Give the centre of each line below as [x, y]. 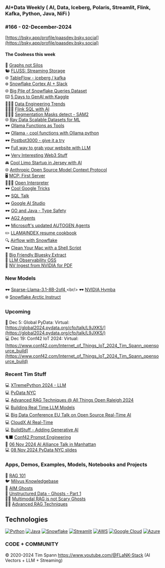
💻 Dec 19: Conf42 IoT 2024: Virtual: [42, 339]
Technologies [27, 519]
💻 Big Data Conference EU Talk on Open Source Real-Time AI [68, 415]
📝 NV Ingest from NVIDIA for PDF [39, 265]
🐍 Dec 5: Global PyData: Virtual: [37, 322]
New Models [21, 278]
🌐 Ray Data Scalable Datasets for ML [43, 120]
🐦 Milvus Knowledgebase [32, 481]
